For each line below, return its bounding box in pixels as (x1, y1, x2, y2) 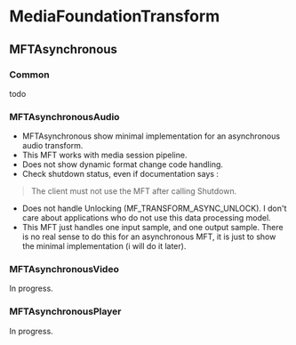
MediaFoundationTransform (9, 6, 220, 27)
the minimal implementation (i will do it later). (21, 241, 187, 252)
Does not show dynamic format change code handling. (21, 159, 224, 170)
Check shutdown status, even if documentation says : (21, 169, 220, 180)
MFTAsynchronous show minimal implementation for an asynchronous (21, 131, 281, 141)
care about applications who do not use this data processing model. (21, 213, 271, 223)
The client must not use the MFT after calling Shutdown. (30, 186, 237, 197)
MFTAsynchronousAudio (9, 110, 120, 123)
